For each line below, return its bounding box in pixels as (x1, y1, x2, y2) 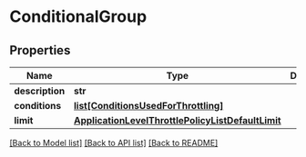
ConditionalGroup (9, 6, 148, 27)
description (14, 84, 66, 97)
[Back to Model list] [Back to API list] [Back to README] (9, 138, 219, 148)
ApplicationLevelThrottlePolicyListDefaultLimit (73, 114, 281, 126)
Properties (9, 43, 71, 58)
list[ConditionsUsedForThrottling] (73, 100, 224, 112)
